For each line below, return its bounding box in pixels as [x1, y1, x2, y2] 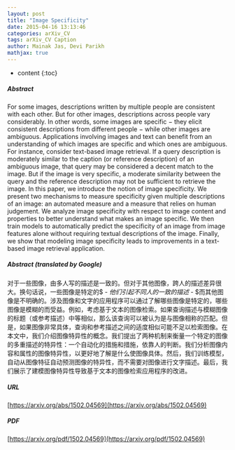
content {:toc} [17, 68, 58, 77]
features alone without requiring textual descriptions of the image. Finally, [7, 229, 220, 237]
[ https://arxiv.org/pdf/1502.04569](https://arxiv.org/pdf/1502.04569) [7, 435, 206, 443]
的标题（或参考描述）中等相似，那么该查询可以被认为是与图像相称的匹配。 [7, 314, 222, 322]
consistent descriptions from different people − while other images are [7, 124, 211, 133]
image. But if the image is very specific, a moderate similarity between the [7, 169, 221, 178]
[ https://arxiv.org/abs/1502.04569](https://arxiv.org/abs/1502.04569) [7, 401, 207, 409]
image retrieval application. [27, 244, 105, 253]
